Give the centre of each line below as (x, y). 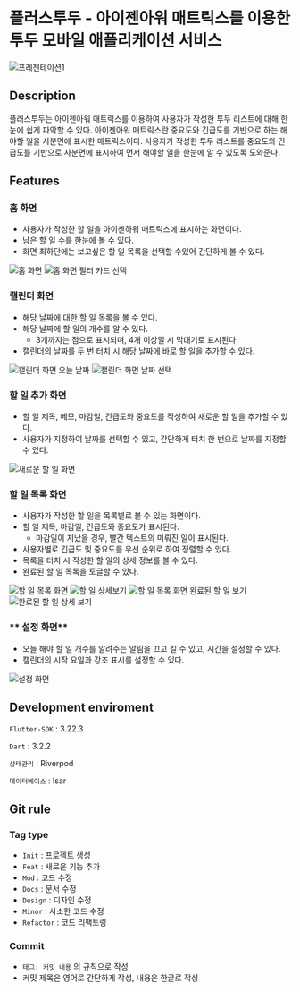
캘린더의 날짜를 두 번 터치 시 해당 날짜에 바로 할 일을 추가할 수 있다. (138, 351)
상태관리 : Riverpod (42, 764)
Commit (27, 946)
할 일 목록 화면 (38, 494)
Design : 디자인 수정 (57, 900)
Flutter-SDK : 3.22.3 (46, 729)
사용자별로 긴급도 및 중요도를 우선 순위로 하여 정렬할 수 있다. (127, 549)
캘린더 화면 (32, 296)
